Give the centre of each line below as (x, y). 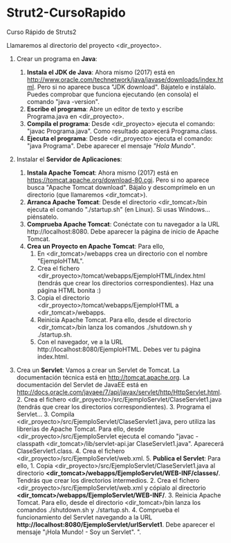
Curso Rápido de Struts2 (41, 32)
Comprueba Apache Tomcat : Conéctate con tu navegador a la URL (123, 224)
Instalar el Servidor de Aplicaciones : (69, 159)
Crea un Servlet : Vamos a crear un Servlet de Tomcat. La (98, 370)
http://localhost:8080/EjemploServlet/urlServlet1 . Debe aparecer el (115, 524)
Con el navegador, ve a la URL (80, 341)
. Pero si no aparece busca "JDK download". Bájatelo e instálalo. (124, 87)
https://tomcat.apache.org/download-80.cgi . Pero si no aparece (118, 180)
